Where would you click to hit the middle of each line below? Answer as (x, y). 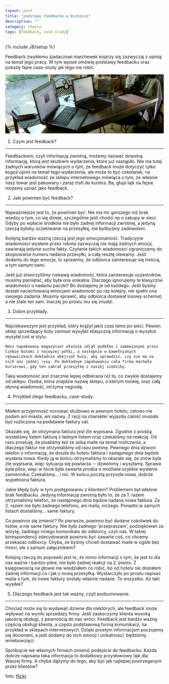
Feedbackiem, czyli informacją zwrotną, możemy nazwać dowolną (74, 156)
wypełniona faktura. (26, 480)
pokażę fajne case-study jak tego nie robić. (50, 68)
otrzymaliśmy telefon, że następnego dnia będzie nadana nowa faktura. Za (82, 500)
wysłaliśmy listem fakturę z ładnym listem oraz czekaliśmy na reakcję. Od (81, 437)
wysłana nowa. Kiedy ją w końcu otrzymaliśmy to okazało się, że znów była (83, 458)
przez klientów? (22, 666)
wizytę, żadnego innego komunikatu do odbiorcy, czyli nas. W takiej (75, 531)
